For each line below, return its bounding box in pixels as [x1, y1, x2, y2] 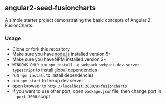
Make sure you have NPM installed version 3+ [12, 56, 107, 62]
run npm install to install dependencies [12, 72, 94, 78]
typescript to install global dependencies [12, 67, 98, 73]
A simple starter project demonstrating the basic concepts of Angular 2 [5, 17, 151, 23]
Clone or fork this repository [12, 46, 70, 52]
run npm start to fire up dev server [12, 78, 83, 84]
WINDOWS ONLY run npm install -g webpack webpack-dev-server [12, 62, 140, 68]
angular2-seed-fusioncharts [5, 4, 96, 12]
